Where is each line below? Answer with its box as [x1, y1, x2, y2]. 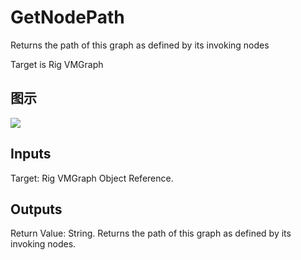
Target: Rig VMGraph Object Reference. [10, 172, 174, 184]
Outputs [10, 201, 63, 218]
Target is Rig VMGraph [10, 58, 104, 70]
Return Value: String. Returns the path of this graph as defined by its [10, 227, 292, 240]
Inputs [10, 146, 52, 163]
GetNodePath [10, 6, 125, 29]
